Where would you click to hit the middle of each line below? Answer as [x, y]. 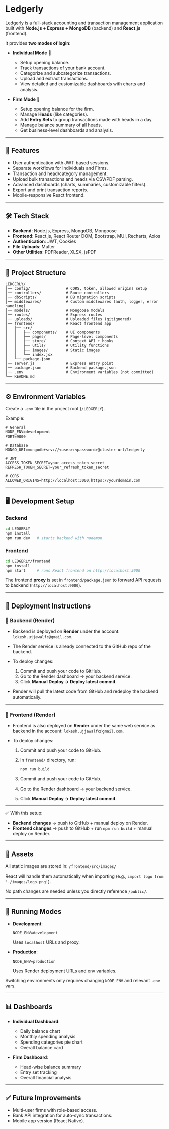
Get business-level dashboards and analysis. [66, 130]
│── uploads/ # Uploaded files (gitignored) [68, 319]
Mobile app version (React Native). [48, 1121]
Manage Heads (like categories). [54, 114]
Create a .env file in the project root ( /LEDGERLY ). [55, 409]
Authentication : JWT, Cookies [44, 241]
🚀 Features [22, 151]
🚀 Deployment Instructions [48, 606]
